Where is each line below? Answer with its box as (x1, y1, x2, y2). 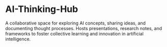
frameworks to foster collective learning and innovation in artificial (5, 30, 144, 36)
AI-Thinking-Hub (5, 3, 78, 15)
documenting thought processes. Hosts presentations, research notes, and (5, 25, 162, 31)
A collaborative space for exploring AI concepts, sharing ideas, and (5, 20, 146, 26)
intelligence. (5, 36, 31, 42)
